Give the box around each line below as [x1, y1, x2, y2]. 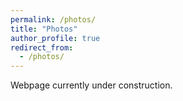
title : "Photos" [10, 24, 78, 34]
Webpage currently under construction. [10, 79, 173, 91]
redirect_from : [10, 42, 74, 53]
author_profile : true [10, 33, 101, 43]
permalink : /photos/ [10, 14, 97, 25]
